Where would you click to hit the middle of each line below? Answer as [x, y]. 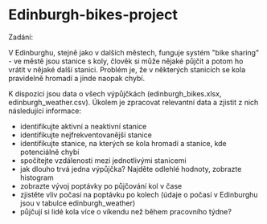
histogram [37, 177]
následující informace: [45, 111]
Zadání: [21, 37]
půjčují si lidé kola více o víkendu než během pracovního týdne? [125, 211]
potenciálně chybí [49, 152]
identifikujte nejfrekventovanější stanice [86, 135]
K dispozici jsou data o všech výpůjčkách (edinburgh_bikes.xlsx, [115, 93]
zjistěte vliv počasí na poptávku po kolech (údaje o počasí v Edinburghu [139, 194]
